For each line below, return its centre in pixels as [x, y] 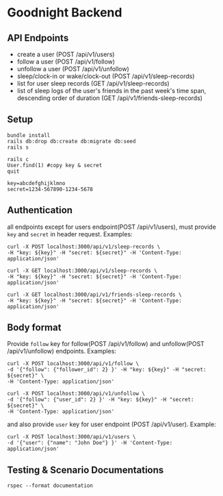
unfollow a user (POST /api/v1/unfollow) [73, 69]
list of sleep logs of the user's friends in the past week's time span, [112, 91]
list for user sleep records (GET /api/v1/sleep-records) [93, 83]
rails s [18, 147]
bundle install [29, 135]
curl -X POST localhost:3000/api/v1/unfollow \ [76, 394]
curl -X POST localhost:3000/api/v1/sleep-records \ [84, 247]
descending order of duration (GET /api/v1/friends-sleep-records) [110, 98]
